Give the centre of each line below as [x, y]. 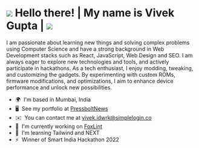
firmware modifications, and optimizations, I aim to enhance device [90, 81]
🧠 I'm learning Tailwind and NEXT [57, 132]
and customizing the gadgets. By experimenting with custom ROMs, [91, 74]
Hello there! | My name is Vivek [95, 13]
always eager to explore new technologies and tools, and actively [88, 62]
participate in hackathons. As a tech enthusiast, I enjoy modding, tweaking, [100, 68]
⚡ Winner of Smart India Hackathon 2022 [67, 140]
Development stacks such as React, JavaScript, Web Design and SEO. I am [99, 55]
